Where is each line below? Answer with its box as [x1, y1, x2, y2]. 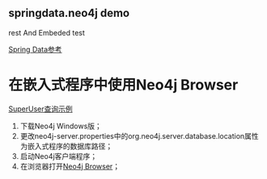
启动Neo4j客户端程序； [19, 151, 98, 160]
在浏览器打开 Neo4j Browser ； [19, 161, 120, 171]
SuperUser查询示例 [8, 104, 73, 114]
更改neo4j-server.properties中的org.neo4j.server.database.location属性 [19, 131, 259, 140]
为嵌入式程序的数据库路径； [19, 141, 113, 151]
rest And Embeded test [8, 27, 85, 37]
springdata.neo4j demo [8, 6, 130, 20]
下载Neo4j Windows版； [19, 121, 103, 131]
